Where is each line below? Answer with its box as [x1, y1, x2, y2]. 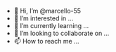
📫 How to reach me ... [13, 37, 79, 45]
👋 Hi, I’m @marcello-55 [13, 7, 82, 15]
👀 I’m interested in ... [13, 14, 74, 22]
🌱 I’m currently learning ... [13, 22, 89, 30]
